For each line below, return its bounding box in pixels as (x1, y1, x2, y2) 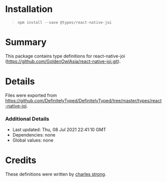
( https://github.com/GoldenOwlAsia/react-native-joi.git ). (5, 58, 121, 64)
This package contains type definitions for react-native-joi (5, 53, 125, 59)
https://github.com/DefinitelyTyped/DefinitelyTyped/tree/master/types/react (5, 97, 162, 103)
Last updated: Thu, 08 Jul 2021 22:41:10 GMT (12, 127, 106, 133)
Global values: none (12, 137, 53, 143)
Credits (5, 155, 36, 166)
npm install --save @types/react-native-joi (17, 20, 112, 25)
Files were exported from (5, 92, 57, 98)
